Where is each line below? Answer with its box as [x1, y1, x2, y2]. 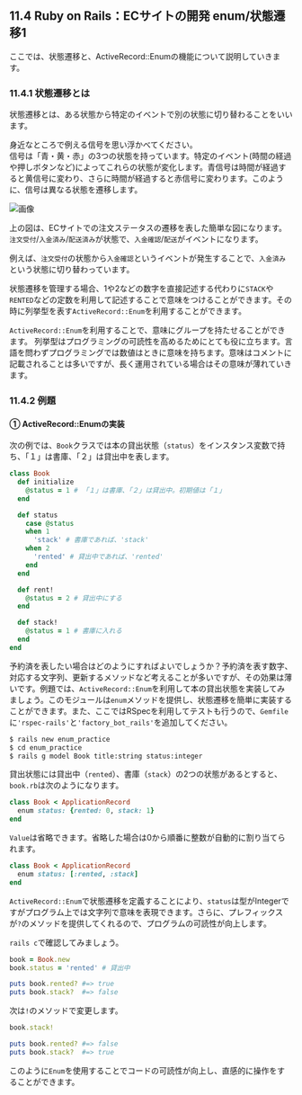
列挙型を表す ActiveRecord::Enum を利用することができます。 [24, 306, 247, 316]
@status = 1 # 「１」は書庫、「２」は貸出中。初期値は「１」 [25, 485, 226, 494]
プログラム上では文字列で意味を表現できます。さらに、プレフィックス [24, 906, 284, 917]
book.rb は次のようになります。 [9, 780, 124, 791]
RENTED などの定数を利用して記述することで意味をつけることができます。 [9, 295, 277, 306]
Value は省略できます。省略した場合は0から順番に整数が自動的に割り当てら [9, 832, 286, 843]
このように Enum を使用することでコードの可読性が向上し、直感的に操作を [9, 1064, 278, 1076]
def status [17, 511, 58, 520]
